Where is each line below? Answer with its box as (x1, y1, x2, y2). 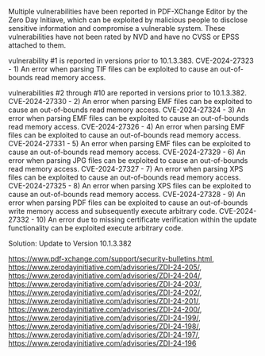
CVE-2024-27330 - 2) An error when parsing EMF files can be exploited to (8, 97, 252, 106)
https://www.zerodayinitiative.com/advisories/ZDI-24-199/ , (8, 313, 201, 323)
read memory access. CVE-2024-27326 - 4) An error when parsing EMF (8, 122, 246, 131)
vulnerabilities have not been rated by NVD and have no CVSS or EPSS (8, 32, 240, 41)
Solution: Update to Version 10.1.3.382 (8, 238, 132, 248)
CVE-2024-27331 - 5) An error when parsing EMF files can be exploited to (8, 139, 252, 148)
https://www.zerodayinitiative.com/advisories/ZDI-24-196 (8, 339, 197, 348)
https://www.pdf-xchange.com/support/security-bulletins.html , (8, 254, 214, 263)
